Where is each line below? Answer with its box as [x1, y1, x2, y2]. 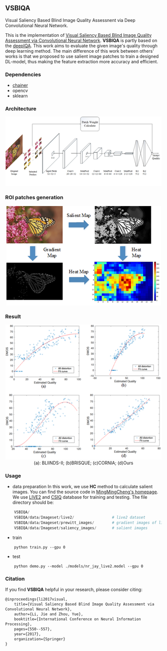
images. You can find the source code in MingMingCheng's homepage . [12, 489, 159, 495]
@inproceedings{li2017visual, [5, 597, 68, 602]
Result [5, 313, 21, 320]
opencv [12, 88, 28, 94]
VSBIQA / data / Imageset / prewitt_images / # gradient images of [14, 520, 157, 526]
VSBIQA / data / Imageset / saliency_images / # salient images [14, 526, 148, 531]
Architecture [5, 106, 37, 112]
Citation [5, 575, 25, 582]
